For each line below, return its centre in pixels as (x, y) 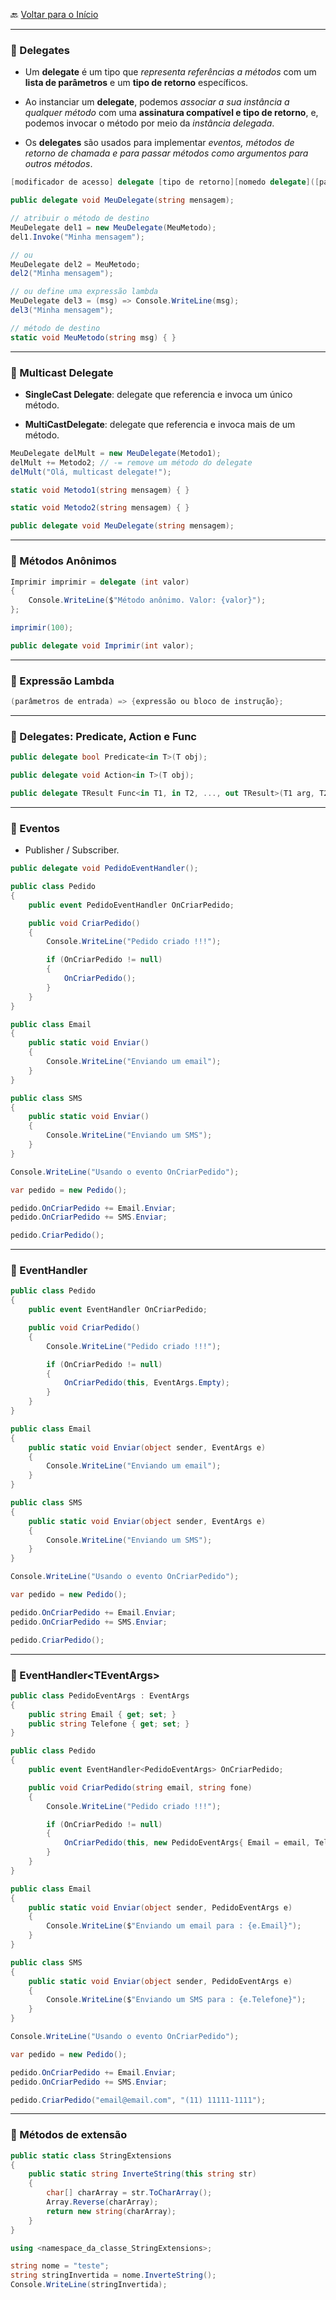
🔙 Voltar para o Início (54, 14)
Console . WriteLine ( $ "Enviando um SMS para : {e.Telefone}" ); (176, 2000)
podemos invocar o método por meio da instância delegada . (149, 123)
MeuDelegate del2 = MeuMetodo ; (75, 264)
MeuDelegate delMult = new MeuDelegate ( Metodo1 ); (116, 453)
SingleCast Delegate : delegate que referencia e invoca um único (158, 394)
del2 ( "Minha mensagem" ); (62, 274)
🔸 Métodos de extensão (69, 2135)
